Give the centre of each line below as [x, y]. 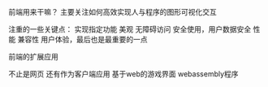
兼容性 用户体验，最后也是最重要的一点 [82, 39]
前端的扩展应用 [33, 57]
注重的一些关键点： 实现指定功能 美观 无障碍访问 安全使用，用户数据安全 [130, 29]
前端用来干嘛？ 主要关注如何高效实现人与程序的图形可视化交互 [112, 12]
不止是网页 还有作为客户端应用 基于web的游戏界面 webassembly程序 [123, 74]
